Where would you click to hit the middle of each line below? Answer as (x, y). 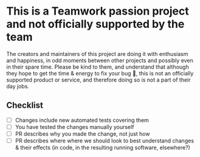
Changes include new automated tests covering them (82, 120)
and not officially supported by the (95, 24)
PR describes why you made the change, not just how (82, 134)
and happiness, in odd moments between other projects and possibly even (100, 60)
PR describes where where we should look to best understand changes (105, 141)
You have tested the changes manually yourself (74, 127)
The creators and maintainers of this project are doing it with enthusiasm (97, 54)
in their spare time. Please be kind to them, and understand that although (98, 67)
